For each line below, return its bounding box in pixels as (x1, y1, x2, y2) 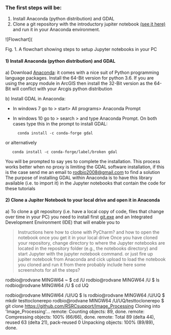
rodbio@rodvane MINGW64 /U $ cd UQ (5, 282, 89, 288)
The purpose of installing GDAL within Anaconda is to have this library (5, 174, 153, 181)
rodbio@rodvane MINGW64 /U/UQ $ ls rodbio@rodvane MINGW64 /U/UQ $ (5, 292, 165, 298)
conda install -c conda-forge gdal (17, 131, 93, 136)
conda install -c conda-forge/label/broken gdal (12, 149, 117, 154)
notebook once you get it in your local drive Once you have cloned (17, 234, 158, 241)
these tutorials (5, 185, 36, 191)
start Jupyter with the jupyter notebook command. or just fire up (17, 250, 153, 256)
